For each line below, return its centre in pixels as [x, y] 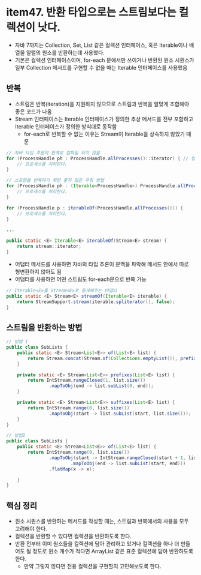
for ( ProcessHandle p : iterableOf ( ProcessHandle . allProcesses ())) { [95, 208]
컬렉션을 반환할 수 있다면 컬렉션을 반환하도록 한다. [73, 536]
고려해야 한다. [31, 529]
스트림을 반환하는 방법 [44, 327]
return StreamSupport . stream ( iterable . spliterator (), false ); [96, 302]
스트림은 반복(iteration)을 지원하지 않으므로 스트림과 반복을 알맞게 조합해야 [102, 104]
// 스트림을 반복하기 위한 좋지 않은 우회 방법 [55, 181]
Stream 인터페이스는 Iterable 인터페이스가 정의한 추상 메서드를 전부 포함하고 [104, 119]
